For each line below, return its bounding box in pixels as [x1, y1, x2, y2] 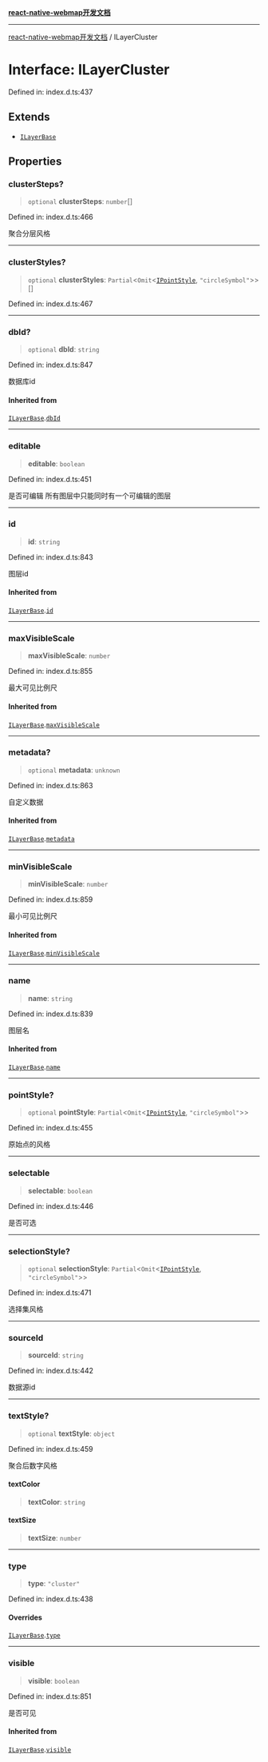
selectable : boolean [27, 1186, 93, 1195]
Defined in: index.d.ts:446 [8, 1201, 94, 1210]
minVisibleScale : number [27, 879, 108, 889]
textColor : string [27, 1497, 86, 1506]
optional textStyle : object [27, 1429, 116, 1438]
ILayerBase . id [8, 605, 53, 615]
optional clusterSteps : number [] [27, 197, 133, 206]
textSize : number [27, 1533, 82, 1542]
